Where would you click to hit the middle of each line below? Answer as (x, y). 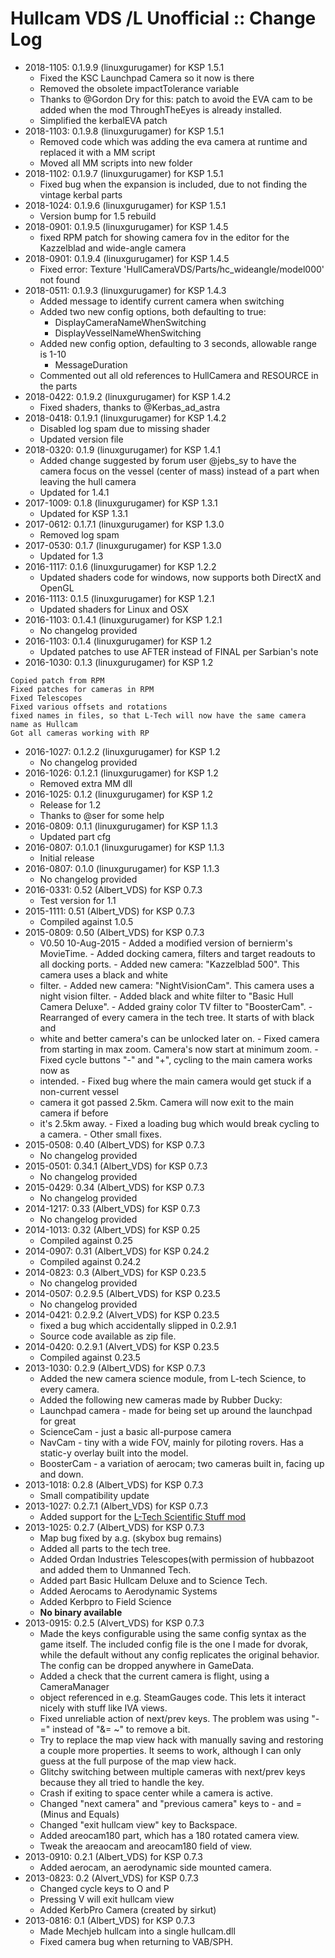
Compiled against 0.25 (86, 1240)
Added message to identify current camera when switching (162, 301)
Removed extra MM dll (86, 783)
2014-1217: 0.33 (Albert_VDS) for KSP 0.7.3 (112, 1208)
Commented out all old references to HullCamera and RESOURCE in (179, 375)
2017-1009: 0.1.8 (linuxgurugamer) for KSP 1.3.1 (121, 503)
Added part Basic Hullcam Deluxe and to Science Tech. (153, 1580)
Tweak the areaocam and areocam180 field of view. (146, 1846)
